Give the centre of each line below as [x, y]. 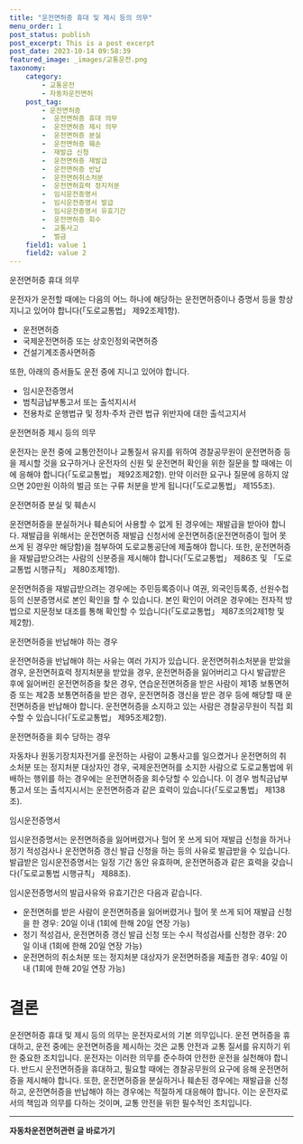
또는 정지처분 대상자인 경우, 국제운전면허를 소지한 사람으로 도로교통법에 [158, 767]
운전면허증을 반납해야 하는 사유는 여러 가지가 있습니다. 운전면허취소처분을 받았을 [150, 661]
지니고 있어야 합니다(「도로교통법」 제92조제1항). [95, 311]
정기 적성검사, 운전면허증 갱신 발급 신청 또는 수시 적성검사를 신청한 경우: [148, 935]
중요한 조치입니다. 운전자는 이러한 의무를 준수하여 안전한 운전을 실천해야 [145, 1058]
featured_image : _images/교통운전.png [78, 60]
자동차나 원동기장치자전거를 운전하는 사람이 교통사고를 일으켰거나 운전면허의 [143, 756]
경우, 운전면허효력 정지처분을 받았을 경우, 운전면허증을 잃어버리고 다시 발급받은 [148, 672]
